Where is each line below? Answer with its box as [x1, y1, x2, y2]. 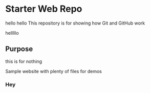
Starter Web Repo [5, 3, 82, 15]
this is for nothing [5, 58, 42, 64]
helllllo [5, 30, 19, 36]
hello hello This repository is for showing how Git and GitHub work [5, 20, 145, 26]
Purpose [5, 44, 33, 54]
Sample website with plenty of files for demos [5, 68, 102, 74]
